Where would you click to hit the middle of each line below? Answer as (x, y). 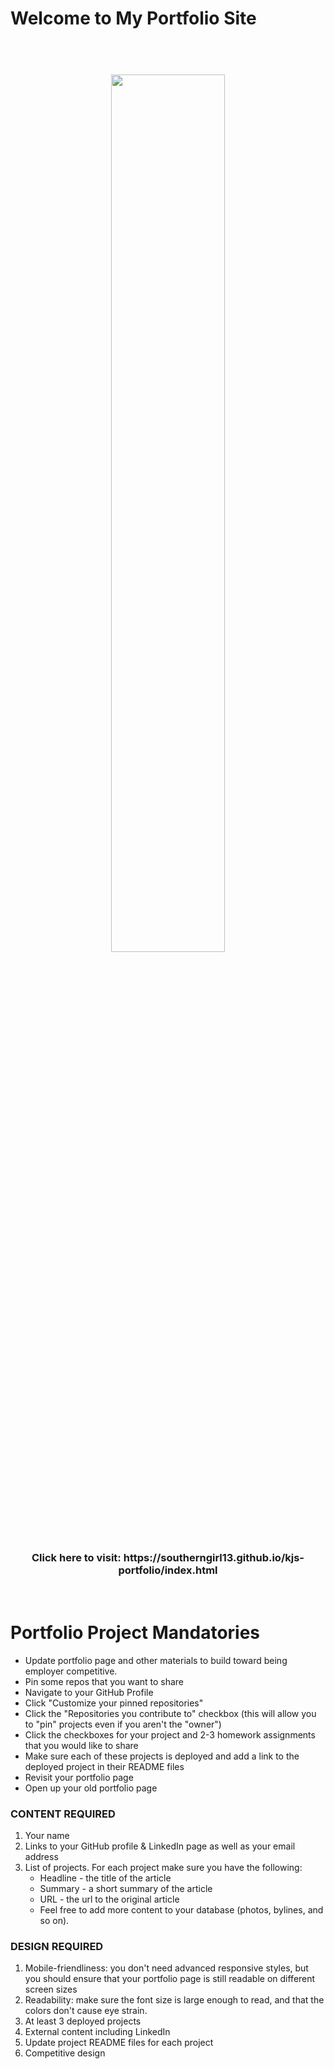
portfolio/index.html (168, 1570)
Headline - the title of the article (105, 1878)
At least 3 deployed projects (83, 2021)
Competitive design (65, 2053)
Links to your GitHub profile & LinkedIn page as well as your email (160, 1846)
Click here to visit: (76, 1558)
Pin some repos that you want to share (104, 1681)
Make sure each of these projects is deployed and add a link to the (162, 1756)
